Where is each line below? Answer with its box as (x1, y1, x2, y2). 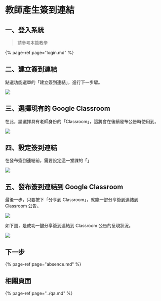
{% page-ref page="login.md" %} (5, 50, 74, 55)
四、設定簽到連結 (5, 144, 57, 152)
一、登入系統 (5, 26, 44, 34)
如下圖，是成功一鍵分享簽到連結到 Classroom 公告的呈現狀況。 (5, 223, 133, 229)
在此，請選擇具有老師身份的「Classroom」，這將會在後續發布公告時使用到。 (5, 118, 159, 124)
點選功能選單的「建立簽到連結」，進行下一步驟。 (5, 79, 103, 85)
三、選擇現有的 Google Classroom (5, 104, 110, 113)
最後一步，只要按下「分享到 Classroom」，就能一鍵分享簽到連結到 (5, 197, 139, 203)
